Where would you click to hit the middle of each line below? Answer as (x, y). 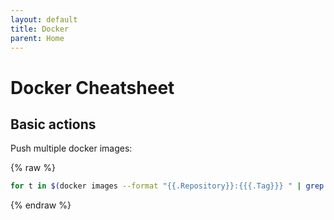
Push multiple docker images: (71, 148)
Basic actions (53, 124)
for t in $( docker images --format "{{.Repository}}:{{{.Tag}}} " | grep (167, 186)
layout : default (44, 19)
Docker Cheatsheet (92, 87)
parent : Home (37, 38)
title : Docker (40, 29)
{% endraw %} (41, 205)
